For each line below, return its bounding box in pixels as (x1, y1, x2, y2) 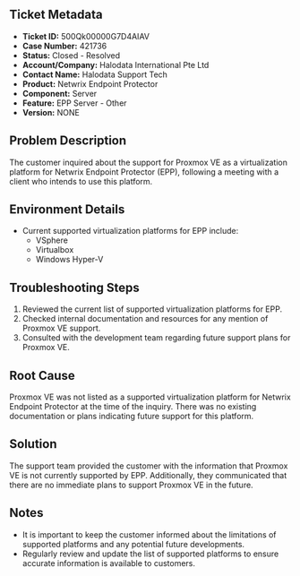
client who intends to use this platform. (9, 176, 153, 186)
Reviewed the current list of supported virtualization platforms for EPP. (21, 304, 283, 314)
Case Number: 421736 (21, 40, 107, 51)
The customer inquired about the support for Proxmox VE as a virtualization (9, 157, 288, 168)
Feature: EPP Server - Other (21, 98, 127, 108)
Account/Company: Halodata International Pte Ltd (21, 59, 210, 70)
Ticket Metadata (9, 7, 103, 22)
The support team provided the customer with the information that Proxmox (9, 460, 288, 471)
